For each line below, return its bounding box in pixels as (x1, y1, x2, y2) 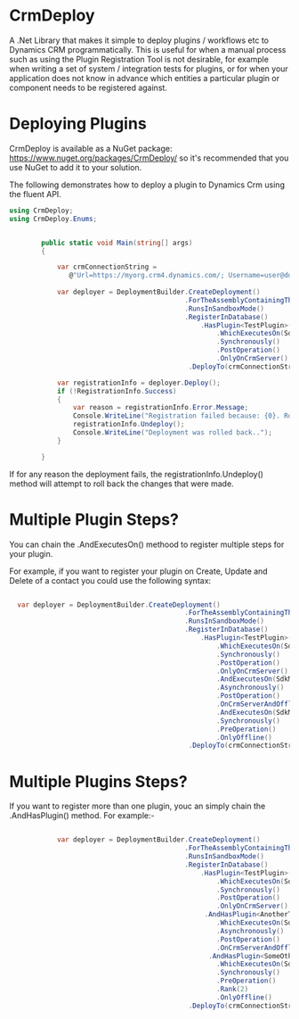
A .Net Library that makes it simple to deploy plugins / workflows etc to (9, 35, 270, 46)
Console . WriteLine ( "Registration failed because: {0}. (72, 411, 280, 420)
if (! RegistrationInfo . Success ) (56, 386, 177, 395)
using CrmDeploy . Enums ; (9, 214, 98, 223)
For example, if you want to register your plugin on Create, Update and (9, 566, 269, 576)
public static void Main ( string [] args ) (41, 238, 193, 247)
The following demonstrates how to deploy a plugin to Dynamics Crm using (9, 179, 285, 190)
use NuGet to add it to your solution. (9, 162, 142, 172)
